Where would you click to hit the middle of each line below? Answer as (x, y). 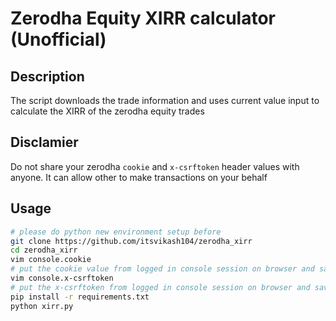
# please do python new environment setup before (116, 232)
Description (47, 76)
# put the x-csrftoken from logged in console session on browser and (160, 287)
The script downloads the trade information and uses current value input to (165, 100)
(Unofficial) (58, 39)
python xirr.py (42, 306)
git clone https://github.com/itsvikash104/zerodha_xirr (131, 241)
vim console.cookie (51, 260)
